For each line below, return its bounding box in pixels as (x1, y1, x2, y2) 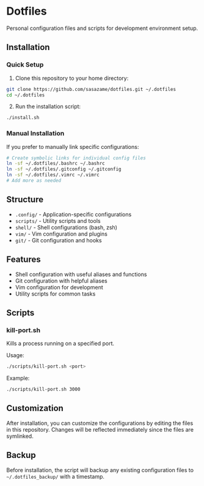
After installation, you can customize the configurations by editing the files (6, 419, 194, 427)
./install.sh (6, 115, 40, 121)
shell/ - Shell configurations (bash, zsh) (15, 223, 118, 231)
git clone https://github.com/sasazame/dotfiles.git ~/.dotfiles (6, 86, 176, 92)
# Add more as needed (6, 178, 62, 184)
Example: (6, 374, 30, 382)
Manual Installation (6, 129, 65, 138)
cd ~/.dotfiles (6, 92, 45, 98)
